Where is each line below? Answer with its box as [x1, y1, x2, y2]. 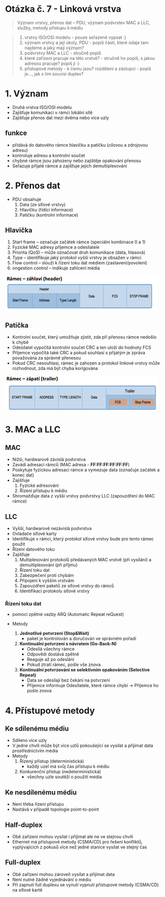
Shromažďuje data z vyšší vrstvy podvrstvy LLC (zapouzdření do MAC [12, 493, 155, 499]
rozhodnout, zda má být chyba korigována [12, 366, 98, 371]
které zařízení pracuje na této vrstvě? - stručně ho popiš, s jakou [24, 55, 155, 61]
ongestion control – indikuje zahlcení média [12, 265, 100, 271]
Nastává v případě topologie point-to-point [12, 806, 99, 813]
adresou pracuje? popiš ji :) [24, 60, 80, 66]
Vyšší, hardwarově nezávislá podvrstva [12, 526, 92, 531]
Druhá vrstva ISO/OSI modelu [12, 104, 72, 110]
